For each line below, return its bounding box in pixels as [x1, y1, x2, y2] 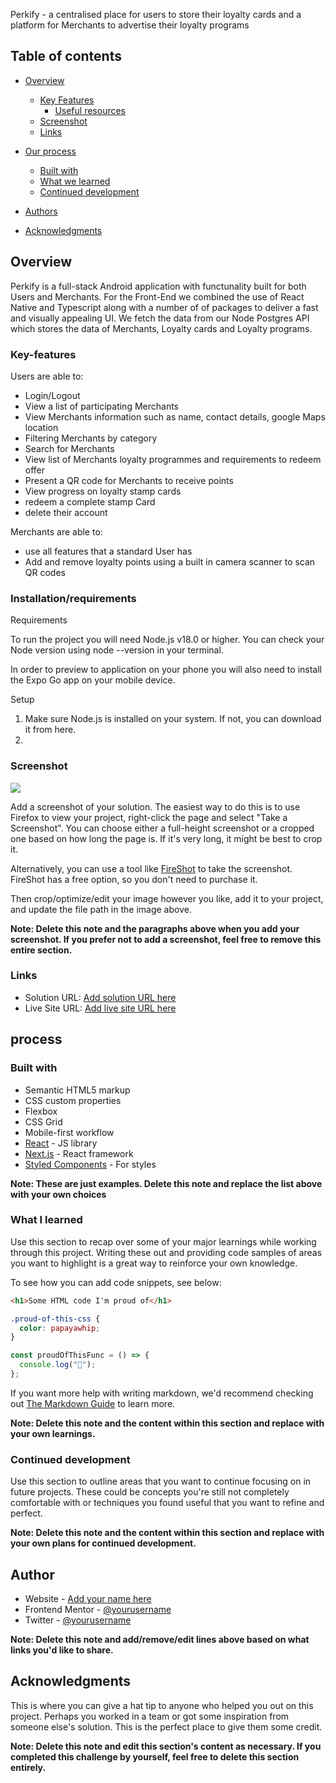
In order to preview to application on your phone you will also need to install [10, 664, 322, 676]
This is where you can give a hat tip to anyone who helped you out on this [10, 1699, 314, 1711]
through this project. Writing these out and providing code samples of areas [10, 1246, 323, 1258]
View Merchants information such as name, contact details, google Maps [24, 410, 326, 423]
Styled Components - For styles [24, 1158, 157, 1170]
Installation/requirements [10, 591, 137, 605]
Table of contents [10, 48, 122, 65]
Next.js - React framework [24, 1147, 134, 1159]
